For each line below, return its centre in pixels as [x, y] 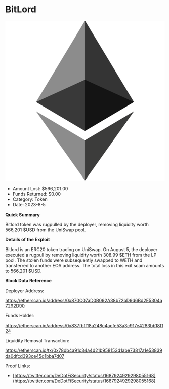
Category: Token [30, 199]
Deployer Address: [25, 291]
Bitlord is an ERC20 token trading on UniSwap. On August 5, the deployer [81, 249]
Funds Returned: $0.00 [37, 194]
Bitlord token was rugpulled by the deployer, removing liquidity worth [77, 224]
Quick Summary [23, 215]
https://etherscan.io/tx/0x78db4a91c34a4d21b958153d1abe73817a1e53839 [84, 350]
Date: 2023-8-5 [29, 204]
